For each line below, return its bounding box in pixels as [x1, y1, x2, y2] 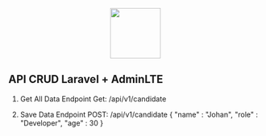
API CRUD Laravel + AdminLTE [8, 72, 164, 86]
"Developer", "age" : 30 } [19, 117, 103, 128]
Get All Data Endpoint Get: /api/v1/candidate [19, 93, 167, 104]
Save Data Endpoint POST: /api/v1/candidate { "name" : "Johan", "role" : [19, 109, 259, 119]
